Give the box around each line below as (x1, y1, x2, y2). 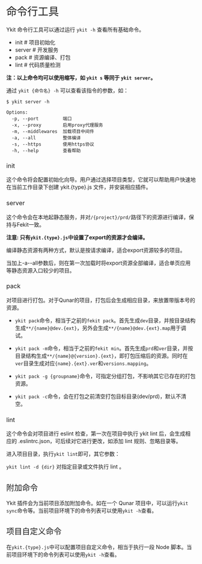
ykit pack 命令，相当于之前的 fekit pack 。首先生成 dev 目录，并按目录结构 (14, 316, 196, 324)
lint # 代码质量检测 (14, 61, 61, 69)
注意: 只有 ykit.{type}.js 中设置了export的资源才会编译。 (6, 233, 148, 241)
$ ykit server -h (6, 99, 50, 105)
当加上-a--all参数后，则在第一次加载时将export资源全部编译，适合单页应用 (6, 259, 191, 266)
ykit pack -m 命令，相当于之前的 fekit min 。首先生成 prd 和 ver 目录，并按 (14, 345, 194, 352)
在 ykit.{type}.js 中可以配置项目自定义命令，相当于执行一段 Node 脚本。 (6, 543, 187, 550)
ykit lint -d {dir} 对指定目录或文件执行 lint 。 (6, 463, 125, 470)
